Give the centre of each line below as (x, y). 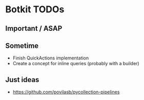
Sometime (22, 45)
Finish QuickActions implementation (51, 58)
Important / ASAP (34, 28)
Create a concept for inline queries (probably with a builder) (76, 64)
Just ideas (22, 80)
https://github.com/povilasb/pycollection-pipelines (66, 92)
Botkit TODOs (35, 9)
